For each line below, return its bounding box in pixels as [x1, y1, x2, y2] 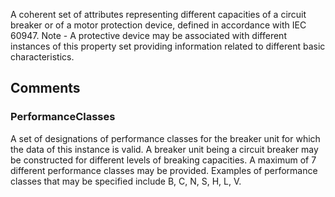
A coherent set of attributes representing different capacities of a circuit [10, 9, 307, 20]
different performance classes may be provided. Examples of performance [10, 164, 318, 176]
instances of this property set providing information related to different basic [10, 40, 326, 52]
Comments [10, 80, 81, 97]
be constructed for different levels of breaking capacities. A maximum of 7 [10, 154, 317, 166]
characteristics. [10, 51, 75, 63]
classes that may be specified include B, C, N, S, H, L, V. [10, 175, 242, 187]
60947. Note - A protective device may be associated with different [10, 30, 287, 41]
